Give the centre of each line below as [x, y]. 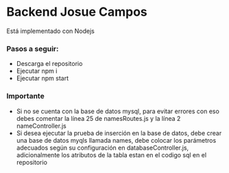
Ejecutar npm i [37, 71]
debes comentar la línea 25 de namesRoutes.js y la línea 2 [98, 118]
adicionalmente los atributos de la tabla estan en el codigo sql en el [111, 154]
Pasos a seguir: [33, 49]
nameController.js [41, 126]
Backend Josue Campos [77, 12]
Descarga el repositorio [49, 64]
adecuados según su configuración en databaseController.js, [103, 148]
